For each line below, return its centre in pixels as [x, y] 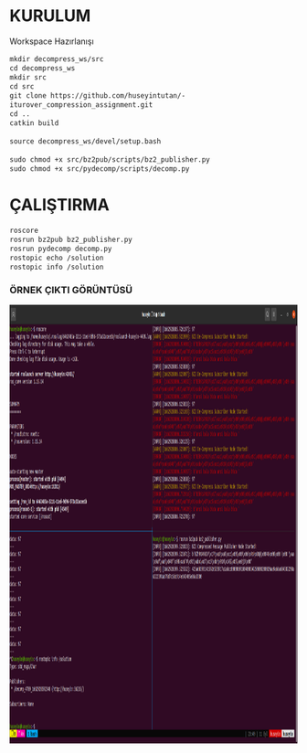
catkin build [34, 123]
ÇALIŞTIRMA [59, 205]
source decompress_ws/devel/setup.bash [85, 141]
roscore [24, 230]
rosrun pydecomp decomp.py [61, 249]
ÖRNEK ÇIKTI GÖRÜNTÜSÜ [71, 290]
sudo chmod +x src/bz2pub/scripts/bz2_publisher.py [110, 159]
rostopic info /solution [57, 267]
